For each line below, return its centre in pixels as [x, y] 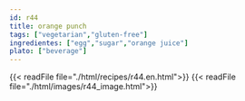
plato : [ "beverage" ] [49, 51]
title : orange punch [49, 26]
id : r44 [24, 18]
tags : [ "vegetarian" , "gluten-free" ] [78, 34]
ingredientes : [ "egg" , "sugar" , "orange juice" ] [99, 43]
